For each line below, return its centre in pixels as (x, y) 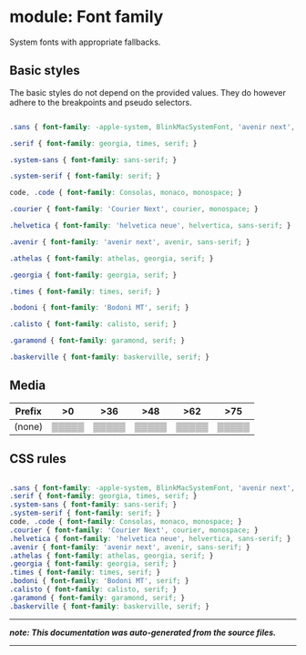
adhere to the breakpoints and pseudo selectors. (101, 102)
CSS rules (38, 459)
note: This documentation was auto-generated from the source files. (143, 632)
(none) (29, 426)
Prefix (29, 411)
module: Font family (87, 17)
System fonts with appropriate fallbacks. (85, 42)
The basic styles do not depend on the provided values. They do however (148, 92)
